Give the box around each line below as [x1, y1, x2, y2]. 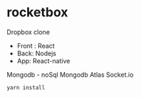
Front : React [16, 41, 55, 50]
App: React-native [16, 56, 70, 65]
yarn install [6, 84, 46, 91]
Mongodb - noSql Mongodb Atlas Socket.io [6, 70, 134, 79]
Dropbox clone [6, 28, 51, 36]
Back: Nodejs [16, 49, 56, 58]
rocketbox [6, 4, 68, 21]
